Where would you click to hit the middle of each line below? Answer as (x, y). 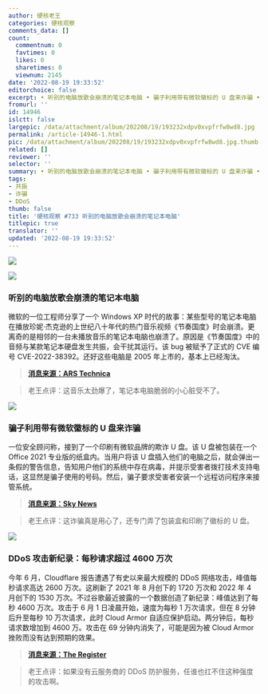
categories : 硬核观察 (42, 23)
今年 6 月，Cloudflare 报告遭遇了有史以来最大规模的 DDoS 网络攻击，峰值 (129, 577)
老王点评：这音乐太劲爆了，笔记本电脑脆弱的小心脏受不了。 (126, 391)
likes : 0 (30, 61)
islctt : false (32, 120)
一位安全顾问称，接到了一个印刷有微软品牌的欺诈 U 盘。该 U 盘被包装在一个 (133, 447)
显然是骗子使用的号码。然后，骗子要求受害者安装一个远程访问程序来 (141, 477)
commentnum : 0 (39, 46)
